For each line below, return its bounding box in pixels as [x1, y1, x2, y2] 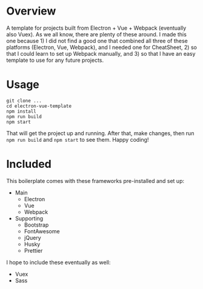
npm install [6, 108, 36, 115]
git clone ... [6, 98, 42, 104]
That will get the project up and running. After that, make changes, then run [6, 129, 195, 137]
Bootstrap [24, 221, 49, 228]
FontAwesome [24, 227, 60, 234]
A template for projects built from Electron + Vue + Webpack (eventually [6, 24, 187, 32]
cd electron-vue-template [6, 103, 72, 109]
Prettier [24, 247, 43, 254]
